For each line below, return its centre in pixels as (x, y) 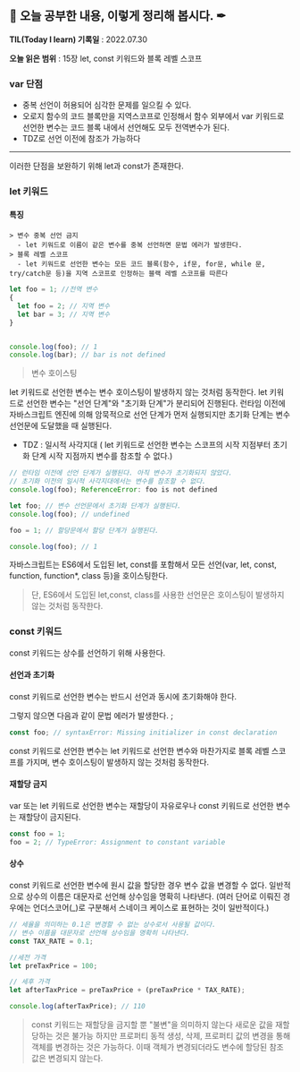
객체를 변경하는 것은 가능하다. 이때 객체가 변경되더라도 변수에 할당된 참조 (157, 1047)
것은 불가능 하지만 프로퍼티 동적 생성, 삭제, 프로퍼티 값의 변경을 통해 (173, 1036)
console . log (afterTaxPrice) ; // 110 (77, 1007)
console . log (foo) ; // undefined (69, 514)
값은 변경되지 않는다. (67, 1059)
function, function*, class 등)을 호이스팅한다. (88, 576)
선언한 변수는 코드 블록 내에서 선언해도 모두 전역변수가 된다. (126, 127)
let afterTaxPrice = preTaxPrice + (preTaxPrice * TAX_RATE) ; (127, 991)
